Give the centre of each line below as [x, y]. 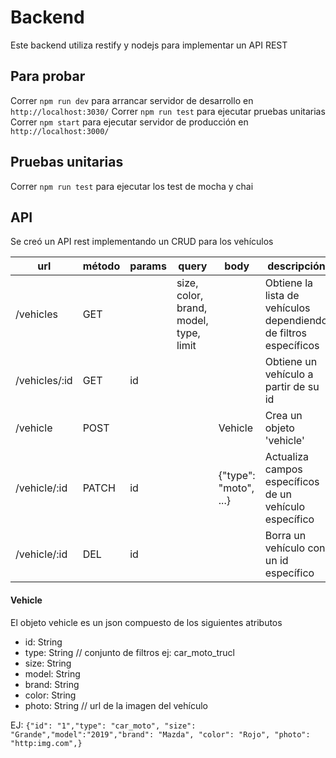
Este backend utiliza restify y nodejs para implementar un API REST [149, 45]
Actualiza [287, 457]
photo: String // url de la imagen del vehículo [116, 705]
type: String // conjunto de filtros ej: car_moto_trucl [130, 652]
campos [283, 469]
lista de [282, 296]
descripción [296, 266]
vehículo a [289, 374]
